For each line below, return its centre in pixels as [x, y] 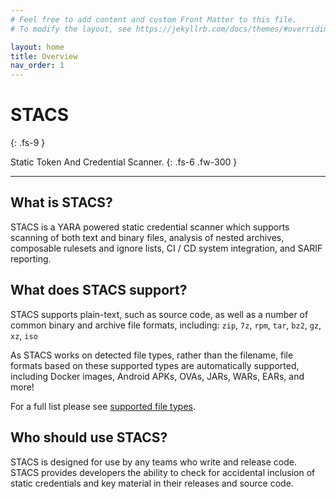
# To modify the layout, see [71, 29]
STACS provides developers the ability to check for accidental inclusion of [163, 472]
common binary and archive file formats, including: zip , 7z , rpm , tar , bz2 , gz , [166, 325]
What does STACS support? [99, 290]
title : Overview [44, 56]
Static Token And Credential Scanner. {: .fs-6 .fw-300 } [124, 162]
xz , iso [24, 335]
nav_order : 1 [37, 66]
